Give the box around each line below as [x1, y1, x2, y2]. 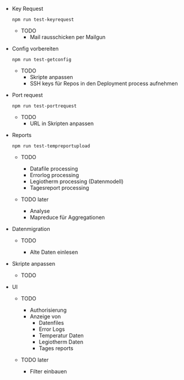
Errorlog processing [29, 172, 79, 178]
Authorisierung [29, 306, 67, 314]
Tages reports [38, 345, 74, 352]
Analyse [29, 208, 50, 214]
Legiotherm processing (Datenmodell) [29, 178, 124, 185]
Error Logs [38, 326, 65, 333]
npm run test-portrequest [11, 103, 77, 109]
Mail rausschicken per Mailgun [29, 34, 106, 41]
